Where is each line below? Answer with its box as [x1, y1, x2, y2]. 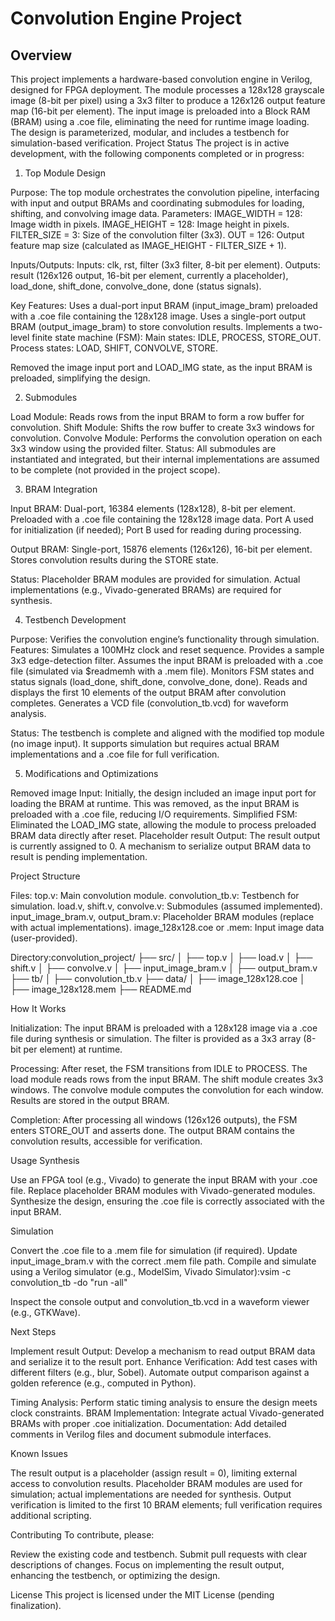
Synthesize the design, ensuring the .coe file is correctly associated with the [10, 1195, 325, 1207]
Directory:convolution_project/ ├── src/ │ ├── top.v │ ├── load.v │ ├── [10, 952, 313, 963]
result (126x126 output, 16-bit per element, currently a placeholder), [10, 270, 289, 281]
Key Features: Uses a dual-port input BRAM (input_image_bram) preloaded [10, 300, 318, 311]
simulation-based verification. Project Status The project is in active [10, 137, 290, 149]
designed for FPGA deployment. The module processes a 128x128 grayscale [10, 84, 325, 96]
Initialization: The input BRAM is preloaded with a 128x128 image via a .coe [10, 1022, 318, 1034]
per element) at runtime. [23, 1043, 123, 1055]
